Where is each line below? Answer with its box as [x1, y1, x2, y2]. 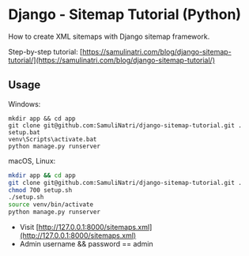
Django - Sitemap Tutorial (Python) [8, 6, 242, 24]
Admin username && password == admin [19, 239, 153, 248]
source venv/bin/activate [8, 201, 93, 209]
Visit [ [19, 223, 40, 232]
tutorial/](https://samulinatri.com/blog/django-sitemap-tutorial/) [8, 55, 216, 65]
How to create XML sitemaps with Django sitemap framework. [8, 32, 210, 41]
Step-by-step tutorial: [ [8, 47, 83, 56]
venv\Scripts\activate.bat [8, 135, 97, 143]
